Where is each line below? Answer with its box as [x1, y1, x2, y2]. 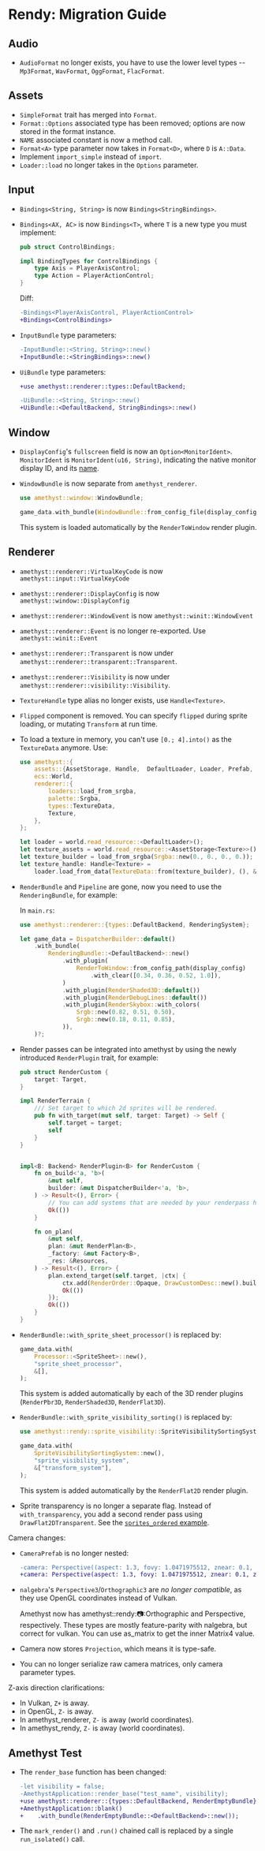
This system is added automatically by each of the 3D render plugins [19, 1389, 244, 1398]
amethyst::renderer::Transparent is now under [19, 648, 174, 658]
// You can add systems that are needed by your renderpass [48, 1199, 250, 1207]
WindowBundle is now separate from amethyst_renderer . [19, 479, 197, 488]
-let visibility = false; [19, 1782, 105, 1791]
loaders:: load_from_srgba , [48, 787, 137, 795]
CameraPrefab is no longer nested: [19, 1548, 129, 1558]
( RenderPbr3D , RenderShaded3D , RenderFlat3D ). [19, 1398, 166, 1407]
